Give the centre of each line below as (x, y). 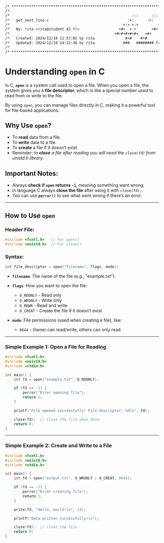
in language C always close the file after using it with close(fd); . (78, 191)
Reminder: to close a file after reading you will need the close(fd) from (84, 153)
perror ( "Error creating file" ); (56, 492)
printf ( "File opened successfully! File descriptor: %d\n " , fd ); (82, 411)
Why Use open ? (28, 125)
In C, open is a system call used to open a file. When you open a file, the (77, 85)
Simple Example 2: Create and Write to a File (59, 446)
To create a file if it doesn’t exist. (45, 148)
